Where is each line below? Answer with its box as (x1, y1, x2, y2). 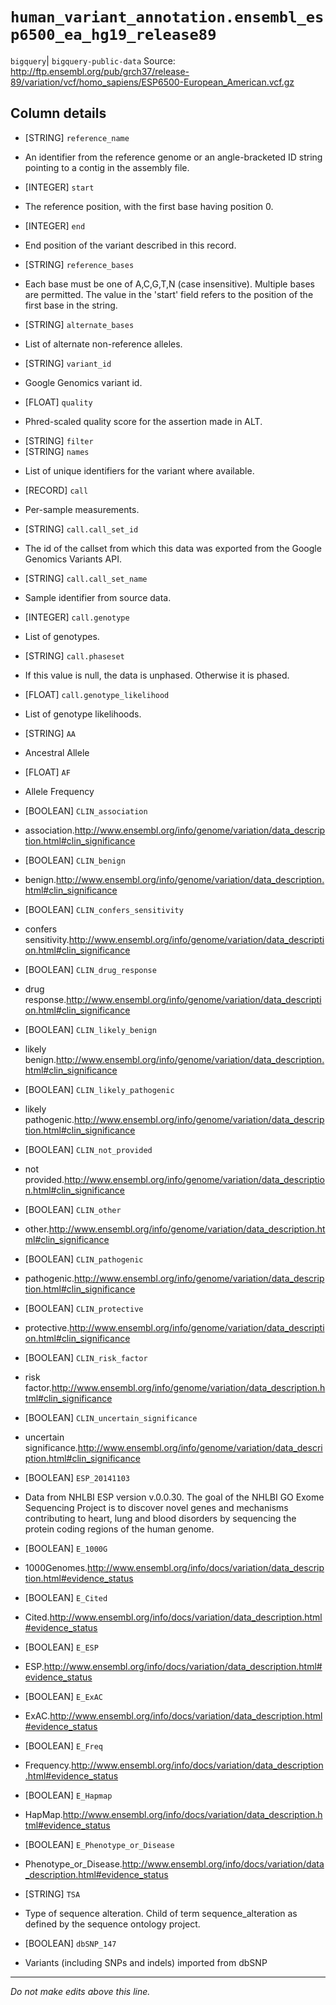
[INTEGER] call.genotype (24, 611, 130, 623)
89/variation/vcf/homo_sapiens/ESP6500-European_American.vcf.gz (10, 76, 295, 88)
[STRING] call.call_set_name (24, 572, 148, 584)
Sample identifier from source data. (24, 591, 172, 603)
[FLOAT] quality (24, 396, 93, 408)
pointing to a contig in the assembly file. (24, 161, 190, 173)
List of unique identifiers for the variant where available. (24, 464, 255, 477)
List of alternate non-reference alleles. (24, 338, 183, 350)
